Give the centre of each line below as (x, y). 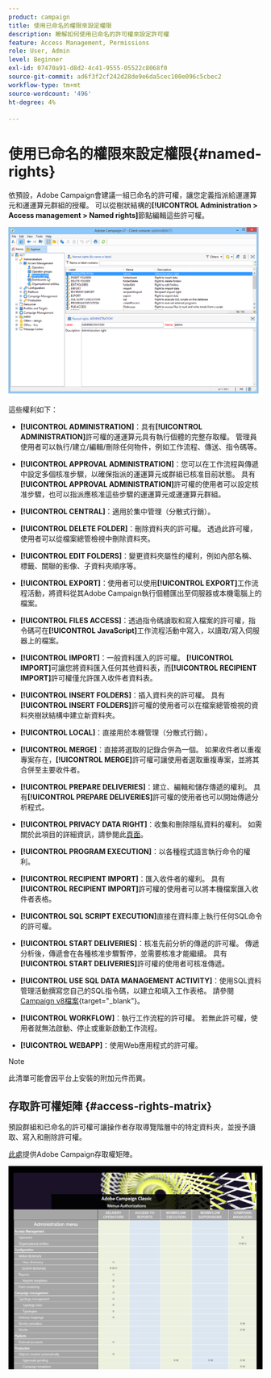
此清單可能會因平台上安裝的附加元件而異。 (79, 1079)
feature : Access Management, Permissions (79, 43)
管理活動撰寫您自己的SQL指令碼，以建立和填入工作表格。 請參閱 (127, 991)
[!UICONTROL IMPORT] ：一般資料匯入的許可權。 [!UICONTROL (127, 658)
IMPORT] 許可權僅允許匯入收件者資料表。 (88, 678)
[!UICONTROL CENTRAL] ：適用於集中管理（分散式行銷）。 (117, 512)
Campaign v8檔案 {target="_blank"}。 (82, 1001)
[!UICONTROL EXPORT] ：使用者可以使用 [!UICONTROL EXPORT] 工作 (135, 583)
